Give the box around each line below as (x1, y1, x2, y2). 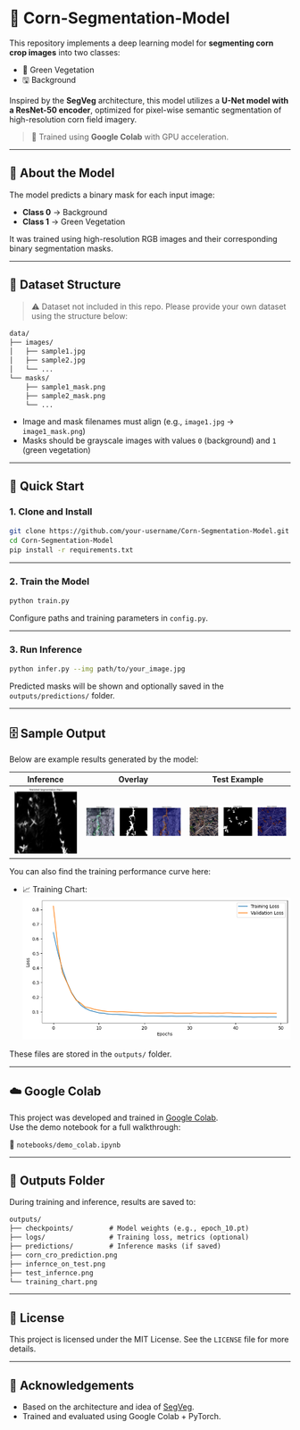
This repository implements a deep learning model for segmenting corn (9, 38, 274, 48)
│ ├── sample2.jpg (9, 355, 87, 364)
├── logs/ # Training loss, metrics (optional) (9, 1233, 250, 1242)
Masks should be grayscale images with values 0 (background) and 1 (21, 435, 277, 446)
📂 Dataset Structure (9, 277, 121, 293)
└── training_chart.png (9, 1277, 98, 1287)
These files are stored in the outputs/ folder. (9, 1049, 172, 1059)
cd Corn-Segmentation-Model (9, 536, 114, 546)
